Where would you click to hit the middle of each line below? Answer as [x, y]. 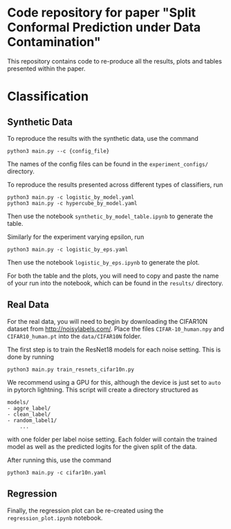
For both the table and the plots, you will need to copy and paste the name [113, 276]
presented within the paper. [46, 68]
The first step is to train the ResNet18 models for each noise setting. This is [114, 349]
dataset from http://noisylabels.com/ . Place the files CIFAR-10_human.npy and [116, 329]
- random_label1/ [32, 420]
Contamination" [54, 42]
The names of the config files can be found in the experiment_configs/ [108, 164]
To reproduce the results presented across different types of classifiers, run [115, 184]
